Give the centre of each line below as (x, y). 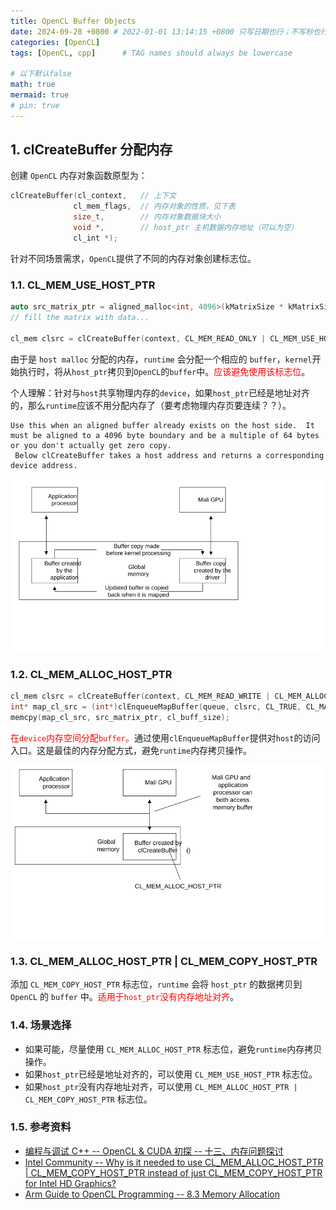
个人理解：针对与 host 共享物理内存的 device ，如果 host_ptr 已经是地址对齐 (160, 392)
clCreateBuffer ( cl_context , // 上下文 (93, 196)
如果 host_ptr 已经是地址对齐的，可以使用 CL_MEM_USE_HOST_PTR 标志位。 (171, 1074)
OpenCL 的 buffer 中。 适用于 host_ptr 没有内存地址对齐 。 (124, 997)
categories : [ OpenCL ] (55, 42)
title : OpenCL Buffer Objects (73, 21)
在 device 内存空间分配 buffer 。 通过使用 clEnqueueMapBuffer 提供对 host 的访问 (165, 738)
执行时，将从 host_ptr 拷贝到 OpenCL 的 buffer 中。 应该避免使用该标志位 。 (164, 371)
